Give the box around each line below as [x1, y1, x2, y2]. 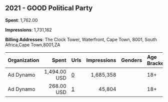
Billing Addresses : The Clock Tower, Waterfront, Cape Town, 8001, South [5, 36, 157, 42]
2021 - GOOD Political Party [5, 4, 93, 12]
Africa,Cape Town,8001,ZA [5, 42, 60, 48]
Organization [7, 57, 39, 64]
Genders [121, 57, 142, 64]
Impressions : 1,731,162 [5, 27, 52, 33]
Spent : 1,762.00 [5, 17, 38, 23]
